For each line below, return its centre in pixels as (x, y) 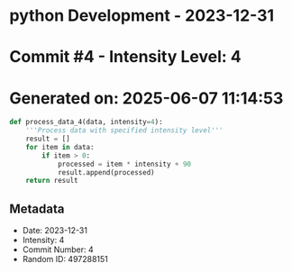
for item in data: (60, 147)
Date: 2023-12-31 (55, 231)
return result (52, 181)
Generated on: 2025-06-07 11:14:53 (146, 98)
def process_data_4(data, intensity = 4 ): (87, 122)
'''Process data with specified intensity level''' (124, 131)
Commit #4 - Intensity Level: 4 (125, 57)
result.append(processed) (106, 172)
